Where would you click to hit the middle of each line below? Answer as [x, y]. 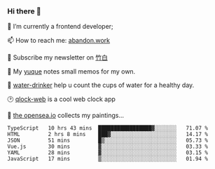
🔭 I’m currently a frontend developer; [60, 27]
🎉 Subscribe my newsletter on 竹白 [58, 58]
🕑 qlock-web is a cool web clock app [61, 99]
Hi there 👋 [25, 11]
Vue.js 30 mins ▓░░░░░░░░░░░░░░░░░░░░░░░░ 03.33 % [108, 147]
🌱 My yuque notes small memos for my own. [71, 72]
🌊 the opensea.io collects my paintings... [66, 116]
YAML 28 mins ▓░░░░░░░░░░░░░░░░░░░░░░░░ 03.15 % [108, 153]
